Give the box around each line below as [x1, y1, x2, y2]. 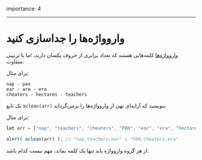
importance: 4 [6, 5, 41, 12]
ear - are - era [6, 86, 47, 92]
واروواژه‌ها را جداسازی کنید [6, 32, 125, 46]
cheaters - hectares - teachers [6, 91, 87, 98]
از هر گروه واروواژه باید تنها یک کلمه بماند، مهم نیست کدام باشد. [6, 147, 149, 154]
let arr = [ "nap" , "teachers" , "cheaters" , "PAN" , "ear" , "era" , [6, 125, 174, 131]
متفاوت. [6, 58, 25, 65]
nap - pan [6, 81, 31, 87]
